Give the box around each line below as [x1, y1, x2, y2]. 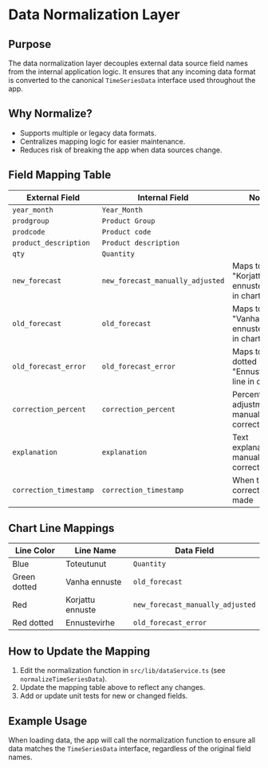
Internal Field [137, 191, 189, 203]
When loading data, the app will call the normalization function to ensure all [8, 735, 256, 745]
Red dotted [12, 617, 54, 628]
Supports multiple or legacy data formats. [19, 128, 157, 137]
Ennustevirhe [65, 617, 116, 628]
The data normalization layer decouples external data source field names [8, 58, 249, 68]
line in [232, 376, 255, 387]
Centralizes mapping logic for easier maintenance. [19, 136, 186, 146]
